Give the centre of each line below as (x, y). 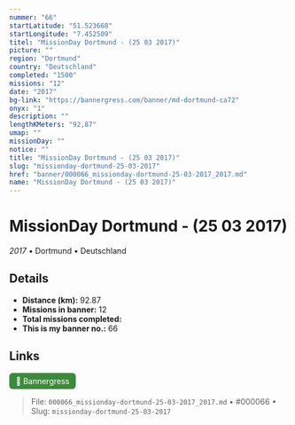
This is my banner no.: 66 (70, 328)
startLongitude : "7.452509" (61, 34)
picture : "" (31, 51)
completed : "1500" (43, 75)
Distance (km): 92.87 (62, 300)
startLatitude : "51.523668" (61, 26)
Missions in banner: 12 (64, 309)
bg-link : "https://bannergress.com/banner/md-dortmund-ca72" (124, 100)
